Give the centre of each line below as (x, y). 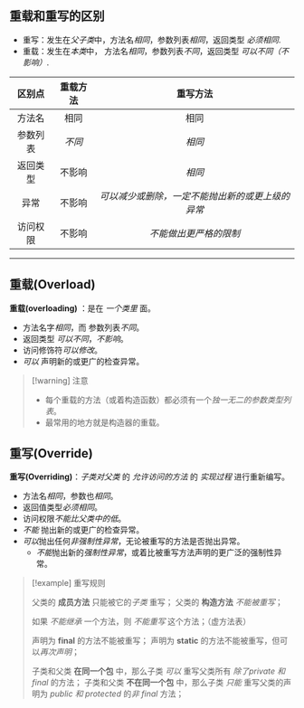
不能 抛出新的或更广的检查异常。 (83, 530)
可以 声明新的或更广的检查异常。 (83, 361)
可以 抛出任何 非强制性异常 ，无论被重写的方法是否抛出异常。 (133, 542)
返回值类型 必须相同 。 (62, 507)
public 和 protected (85, 694)
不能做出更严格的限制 (195, 233)
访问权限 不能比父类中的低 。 (74, 519)
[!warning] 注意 (60, 380)
